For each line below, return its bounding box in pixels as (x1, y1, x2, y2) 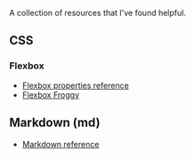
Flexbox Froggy (21, 89, 80, 100)
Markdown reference (21, 138, 100, 149)
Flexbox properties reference (21, 80, 129, 91)
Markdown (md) (9, 115, 101, 130)
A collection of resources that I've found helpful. (9, 8, 187, 18)
